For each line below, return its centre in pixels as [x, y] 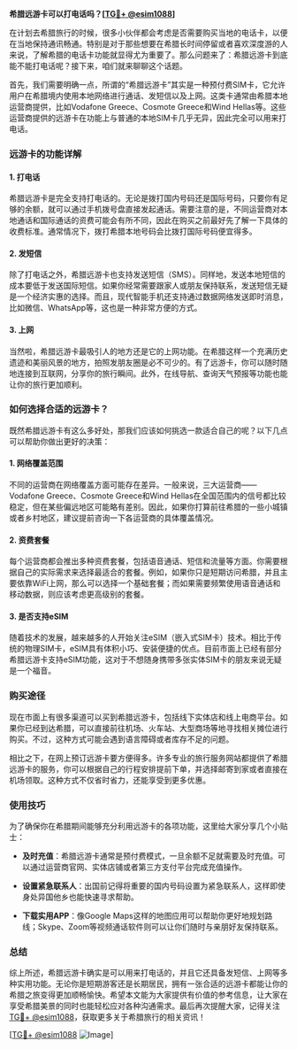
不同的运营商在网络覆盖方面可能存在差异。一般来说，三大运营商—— [133, 485]
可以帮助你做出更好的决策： [60, 441]
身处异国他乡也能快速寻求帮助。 [80, 897]
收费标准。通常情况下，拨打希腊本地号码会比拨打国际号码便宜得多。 [133, 231]
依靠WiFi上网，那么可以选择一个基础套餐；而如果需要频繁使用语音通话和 [148, 583]
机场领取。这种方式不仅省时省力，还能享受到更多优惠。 [110, 780]
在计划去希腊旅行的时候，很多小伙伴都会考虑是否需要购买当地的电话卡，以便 [148, 33]
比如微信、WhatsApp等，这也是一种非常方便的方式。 [106, 308]
